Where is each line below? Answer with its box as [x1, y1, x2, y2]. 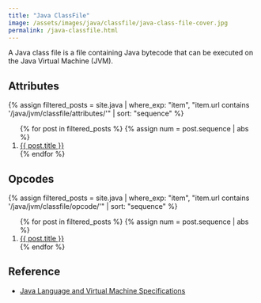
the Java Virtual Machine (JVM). [8, 56, 113, 66]
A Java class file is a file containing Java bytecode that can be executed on [8, 48, 254, 58]
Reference [8, 265, 61, 278]
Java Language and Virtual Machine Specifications [19, 286, 186, 295]
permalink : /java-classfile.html [8, 26, 119, 34]
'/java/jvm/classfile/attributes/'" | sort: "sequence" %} [8, 108, 184, 119]
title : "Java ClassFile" [8, 11, 90, 20]
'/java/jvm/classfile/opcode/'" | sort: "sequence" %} [8, 202, 178, 210]
